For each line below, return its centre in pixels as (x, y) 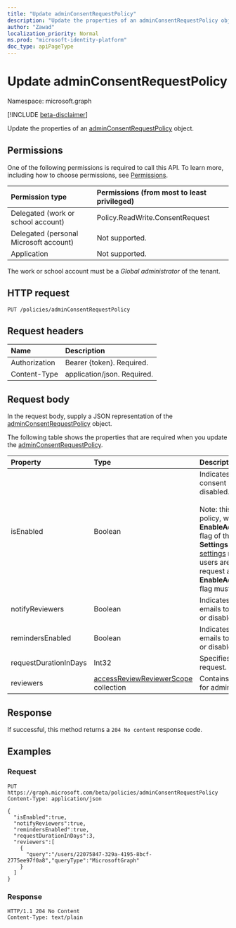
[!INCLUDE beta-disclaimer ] (47, 114)
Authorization (33, 362)
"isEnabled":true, (41, 817)
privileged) (116, 201)
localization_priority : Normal (53, 33)
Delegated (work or (43, 213)
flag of (210, 536)
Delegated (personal (45, 233)
